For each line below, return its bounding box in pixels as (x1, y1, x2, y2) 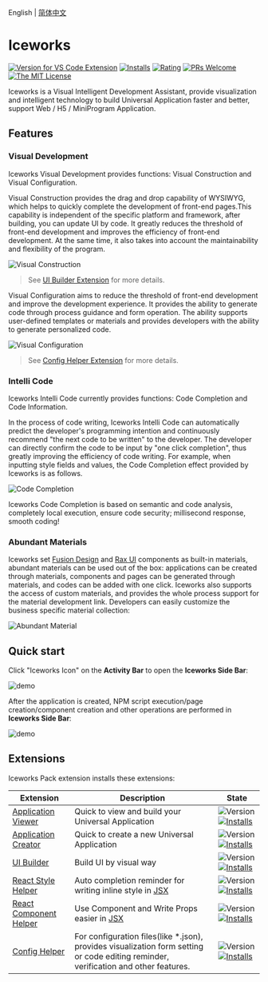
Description (119, 792, 166, 803)
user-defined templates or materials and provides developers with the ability (8, 316, 259, 325)
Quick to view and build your (74, 805, 182, 816)
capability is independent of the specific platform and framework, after (8, 210, 241, 219)
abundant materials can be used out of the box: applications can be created (8, 563, 258, 573)
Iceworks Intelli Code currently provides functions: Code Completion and (8, 393, 248, 403)
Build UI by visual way (74, 856, 157, 868)
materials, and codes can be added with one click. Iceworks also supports (8, 580, 252, 590)
